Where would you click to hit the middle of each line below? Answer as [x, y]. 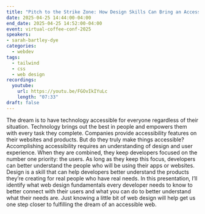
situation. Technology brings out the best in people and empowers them [97, 126]
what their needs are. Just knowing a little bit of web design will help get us [101, 198]
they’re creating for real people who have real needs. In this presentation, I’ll [102, 178]
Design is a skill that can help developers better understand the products [98, 172]
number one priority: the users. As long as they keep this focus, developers [101, 159]
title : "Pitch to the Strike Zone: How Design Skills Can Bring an [94, 12]
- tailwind [26, 63]
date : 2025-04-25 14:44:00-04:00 [49, 18]
